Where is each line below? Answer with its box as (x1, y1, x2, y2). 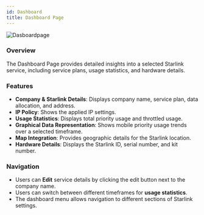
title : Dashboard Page (6, 15, 64, 21)
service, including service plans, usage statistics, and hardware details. (6, 66, 186, 73)
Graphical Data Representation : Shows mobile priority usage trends (15, 121, 187, 129)
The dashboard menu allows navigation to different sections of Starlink (15, 196, 193, 203)
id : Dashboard (6, 9, 43, 15)
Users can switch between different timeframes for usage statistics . (15, 189, 188, 196)
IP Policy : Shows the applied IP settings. (15, 109, 117, 116)
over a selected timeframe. (15, 128, 83, 135)
